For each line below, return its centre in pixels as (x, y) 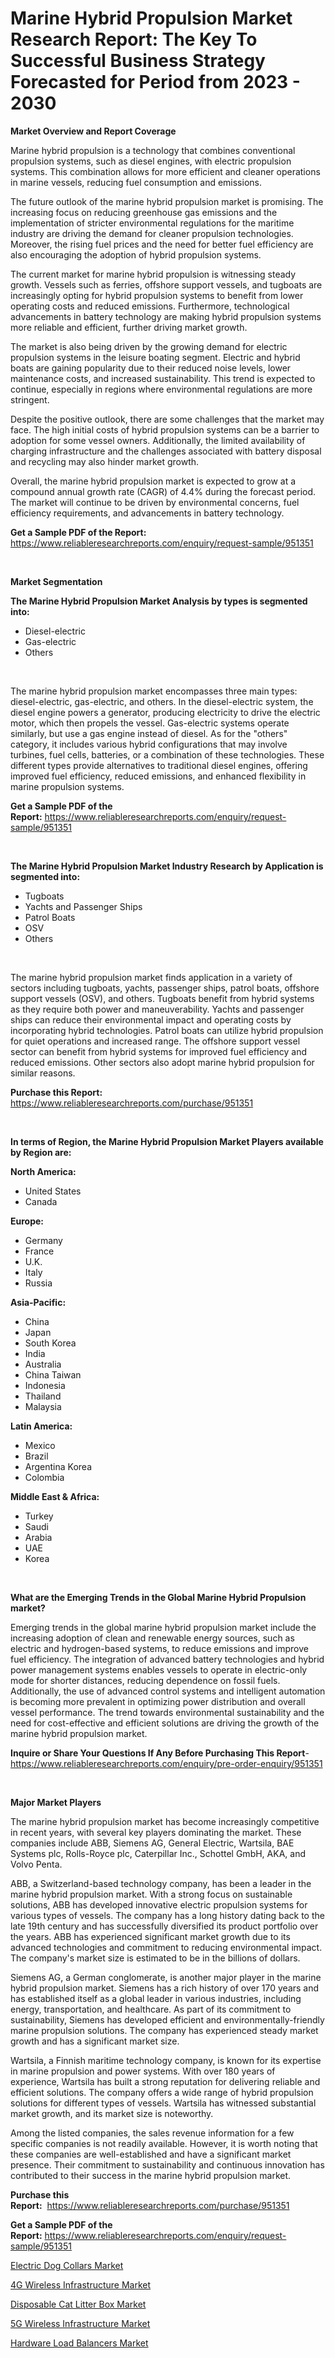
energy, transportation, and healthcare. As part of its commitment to (151, 2009)
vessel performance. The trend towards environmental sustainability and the (167, 1712)
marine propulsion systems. (67, 786)
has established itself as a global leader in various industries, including (156, 1998)
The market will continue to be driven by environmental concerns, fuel (155, 502)
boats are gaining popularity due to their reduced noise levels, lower (151, 368)
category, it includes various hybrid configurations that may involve (149, 744)
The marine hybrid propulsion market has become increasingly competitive (165, 1821)
